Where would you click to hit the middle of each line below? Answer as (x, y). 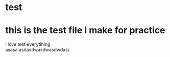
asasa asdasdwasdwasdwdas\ (37, 50)
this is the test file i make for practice (85, 31)
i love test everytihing (28, 44)
